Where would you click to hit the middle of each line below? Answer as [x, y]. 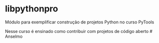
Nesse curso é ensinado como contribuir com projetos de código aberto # [79, 31]
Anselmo [14, 36]
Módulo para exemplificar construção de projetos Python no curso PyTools [80, 22]
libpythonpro [32, 9]
